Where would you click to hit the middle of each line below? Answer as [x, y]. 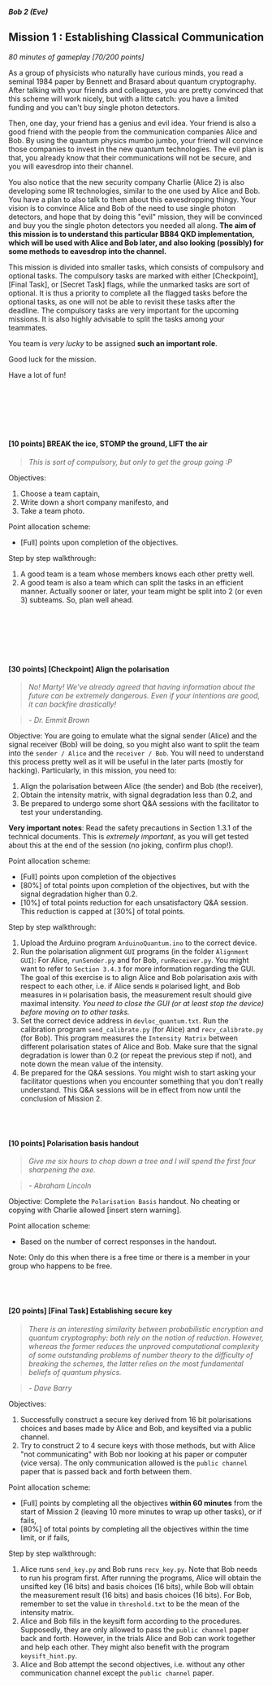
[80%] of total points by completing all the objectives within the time [134, 1529]
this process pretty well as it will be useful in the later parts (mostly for [126, 762]
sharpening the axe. [62, 1170]
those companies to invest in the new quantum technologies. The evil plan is [136, 149]
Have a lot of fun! [37, 374]
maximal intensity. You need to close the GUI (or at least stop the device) [142, 1004]
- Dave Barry [50, 1388]
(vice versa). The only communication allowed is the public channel [134, 1463]
